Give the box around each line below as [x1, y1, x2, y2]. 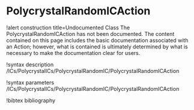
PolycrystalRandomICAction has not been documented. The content [6, 30, 175, 37]
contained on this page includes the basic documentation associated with [6, 36, 189, 44]
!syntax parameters [6, 79, 55, 86]
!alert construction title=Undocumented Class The [6, 24, 130, 31]
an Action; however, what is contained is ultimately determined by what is [6, 43, 188, 50]
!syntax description [6, 61, 54, 68]
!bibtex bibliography [6, 97, 56, 104]
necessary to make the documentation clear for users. [6, 49, 141, 56]
